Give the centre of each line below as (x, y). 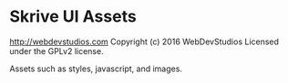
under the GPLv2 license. (57, 51)
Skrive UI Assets (73, 17)
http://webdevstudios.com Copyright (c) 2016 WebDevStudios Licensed (144, 41)
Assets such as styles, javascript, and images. (96, 69)
